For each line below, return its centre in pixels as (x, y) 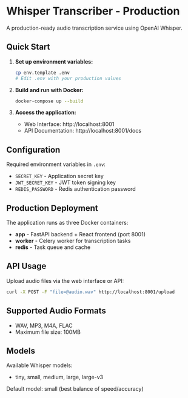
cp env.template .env (42, 73)
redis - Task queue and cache (53, 247)
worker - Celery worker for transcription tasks (73, 241)
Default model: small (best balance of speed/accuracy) (75, 389)
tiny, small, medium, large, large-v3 (59, 377)
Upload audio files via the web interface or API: (65, 280)
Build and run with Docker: (49, 90)
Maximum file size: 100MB (48, 332)
